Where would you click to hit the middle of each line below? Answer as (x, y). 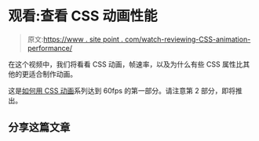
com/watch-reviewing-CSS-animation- (188, 39)
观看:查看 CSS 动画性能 (83, 16)
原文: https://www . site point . (75, 39)
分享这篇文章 (39, 127)
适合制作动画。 (53, 74)
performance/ (50, 48)
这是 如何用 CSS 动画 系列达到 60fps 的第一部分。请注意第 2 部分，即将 (122, 90)
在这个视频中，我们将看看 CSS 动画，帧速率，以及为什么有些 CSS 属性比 (126, 64)
